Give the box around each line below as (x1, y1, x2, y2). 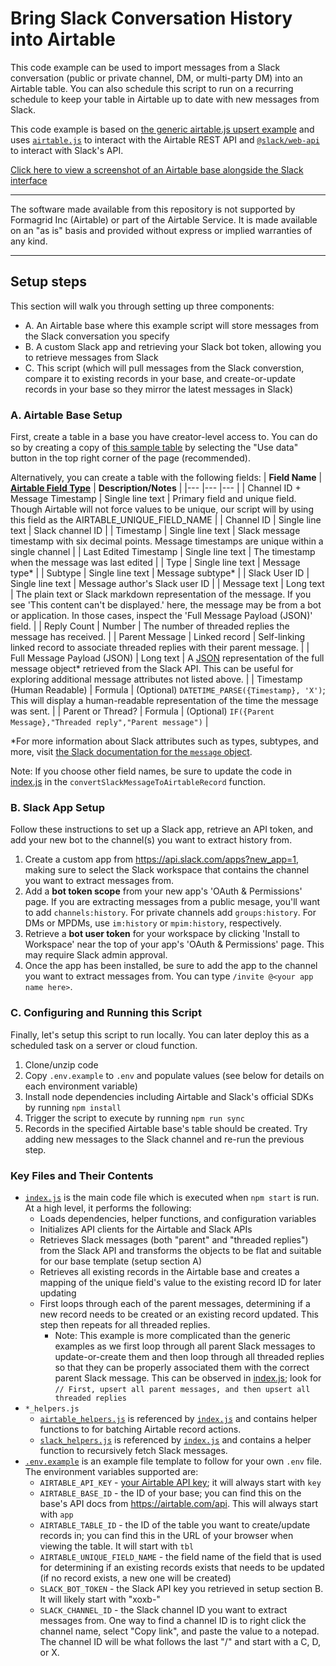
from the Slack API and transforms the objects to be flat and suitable (39, 1244, 322, 1256)
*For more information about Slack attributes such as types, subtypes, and (10, 735, 319, 747)
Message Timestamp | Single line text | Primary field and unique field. (10, 493, 297, 505)
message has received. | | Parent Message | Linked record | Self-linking (10, 631, 306, 643)
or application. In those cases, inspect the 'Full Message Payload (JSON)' (10, 610, 313, 622)
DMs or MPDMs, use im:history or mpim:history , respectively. (24, 917, 282, 929)
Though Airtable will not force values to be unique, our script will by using (10, 503, 314, 516)
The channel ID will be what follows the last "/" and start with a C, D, (39, 1635, 322, 1647)
